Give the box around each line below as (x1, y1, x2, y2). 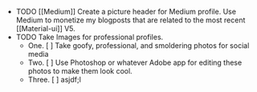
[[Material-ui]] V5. (15, 24, 76, 33)
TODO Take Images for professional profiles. (15, 32, 164, 42)
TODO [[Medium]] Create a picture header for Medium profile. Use (15, 7, 237, 16)
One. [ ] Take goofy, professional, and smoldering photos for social (27, 41, 250, 50)
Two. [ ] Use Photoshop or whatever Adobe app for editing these (27, 58, 243, 67)
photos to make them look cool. (27, 66, 133, 75)
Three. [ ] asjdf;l (27, 75, 82, 84)
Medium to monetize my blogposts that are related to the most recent (15, 15, 246, 25)
